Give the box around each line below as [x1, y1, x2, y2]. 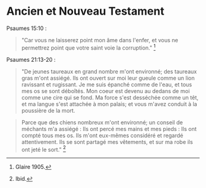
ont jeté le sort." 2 [21, 145, 66, 153]
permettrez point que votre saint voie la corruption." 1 [21, 43, 156, 51]
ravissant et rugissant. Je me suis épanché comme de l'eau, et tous [21, 81, 192, 88]
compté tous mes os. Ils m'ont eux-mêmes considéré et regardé [21, 132, 184, 139]
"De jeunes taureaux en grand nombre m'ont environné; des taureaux [21, 67, 197, 75]
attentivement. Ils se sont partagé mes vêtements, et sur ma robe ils [21, 138, 193, 145]
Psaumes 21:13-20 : [6, 56, 56, 63]
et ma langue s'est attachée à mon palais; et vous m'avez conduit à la [21, 100, 197, 108]
